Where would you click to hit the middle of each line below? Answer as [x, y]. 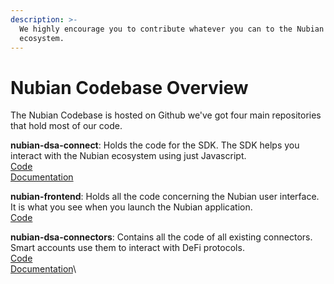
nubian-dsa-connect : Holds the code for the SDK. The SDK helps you [155, 145]
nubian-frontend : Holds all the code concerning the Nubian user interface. [165, 197]
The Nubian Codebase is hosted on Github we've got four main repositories [166, 115]
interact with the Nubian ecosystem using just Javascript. [128, 156]
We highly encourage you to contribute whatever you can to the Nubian [172, 29]
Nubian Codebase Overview [129, 87]
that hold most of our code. [66, 126]
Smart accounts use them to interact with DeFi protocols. [127, 248]
